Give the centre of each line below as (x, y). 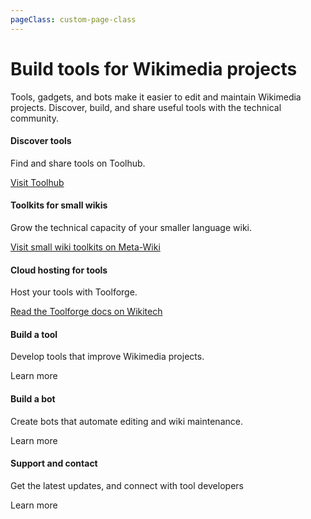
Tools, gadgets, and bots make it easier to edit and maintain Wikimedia (156, 97)
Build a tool (34, 334)
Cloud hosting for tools (59, 270)
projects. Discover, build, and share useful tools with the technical (146, 107)
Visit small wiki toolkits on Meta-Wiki (85, 247)
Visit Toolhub (37, 182)
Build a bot (33, 398)
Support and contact (54, 463)
